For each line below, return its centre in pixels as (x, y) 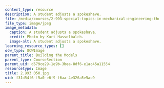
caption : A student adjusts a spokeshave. (53, 32)
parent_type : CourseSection (34, 60)
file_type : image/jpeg (28, 23)
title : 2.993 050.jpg (27, 73)
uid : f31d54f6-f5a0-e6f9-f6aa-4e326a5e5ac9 (50, 78)
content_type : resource (29, 10)
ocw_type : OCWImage (25, 50)
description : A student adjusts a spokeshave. (53, 14)
